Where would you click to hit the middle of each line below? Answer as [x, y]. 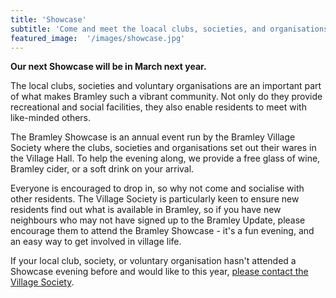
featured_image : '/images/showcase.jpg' [98, 38]
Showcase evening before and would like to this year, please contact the [159, 272]
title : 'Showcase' [48, 19]
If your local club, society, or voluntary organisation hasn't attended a [153, 261]
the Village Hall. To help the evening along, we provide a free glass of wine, [165, 158]
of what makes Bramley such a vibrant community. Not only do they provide [166, 97]
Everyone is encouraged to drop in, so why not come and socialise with [157, 188]
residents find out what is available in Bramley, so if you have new [146, 210]
